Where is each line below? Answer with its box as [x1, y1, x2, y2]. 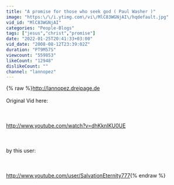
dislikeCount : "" [6, 63, 49, 69]
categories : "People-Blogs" [6, 25, 75, 31]
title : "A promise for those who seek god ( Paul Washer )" [6, 8, 156, 15]
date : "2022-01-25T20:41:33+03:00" [6, 36, 93, 42]
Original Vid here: [6, 97, 49, 105]
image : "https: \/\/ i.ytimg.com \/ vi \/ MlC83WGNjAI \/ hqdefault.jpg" [6, 14, 169, 20]
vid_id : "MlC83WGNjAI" [6, 19, 62, 25]
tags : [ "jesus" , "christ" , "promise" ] [6, 31, 95, 36]
